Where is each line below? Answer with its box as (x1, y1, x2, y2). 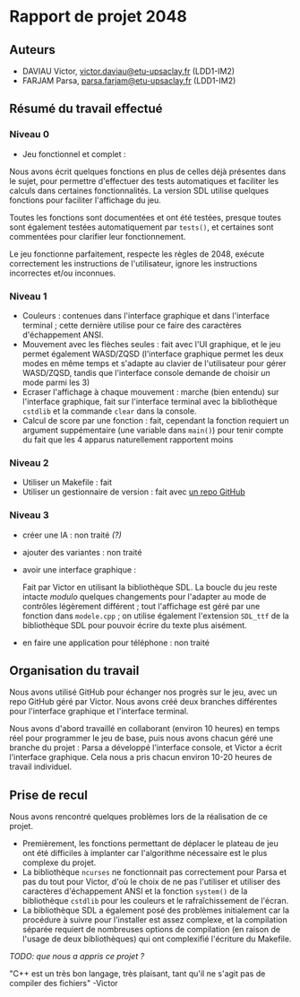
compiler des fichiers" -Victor (9, 978, 118, 989)
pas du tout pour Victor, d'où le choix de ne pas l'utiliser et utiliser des (21, 877, 281, 888)
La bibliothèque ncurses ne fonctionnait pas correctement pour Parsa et (21, 867, 287, 878)
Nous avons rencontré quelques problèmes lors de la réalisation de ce (9, 811, 269, 822)
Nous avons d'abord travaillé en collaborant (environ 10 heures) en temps (9, 723, 280, 734)
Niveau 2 (9, 456, 49, 468)
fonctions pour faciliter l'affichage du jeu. (9, 195, 161, 206)
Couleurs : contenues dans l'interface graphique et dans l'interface (21, 310, 270, 320)
